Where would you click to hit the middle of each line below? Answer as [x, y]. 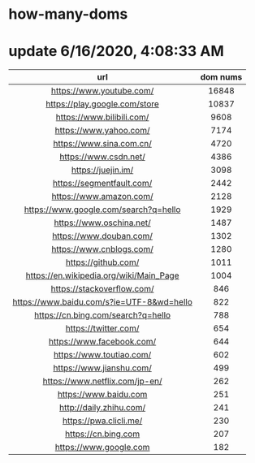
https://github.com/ [102, 262]
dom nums [221, 77]
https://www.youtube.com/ [103, 91]
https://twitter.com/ [102, 328]
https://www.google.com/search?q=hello [102, 210]
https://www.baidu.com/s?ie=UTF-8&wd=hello [102, 302]
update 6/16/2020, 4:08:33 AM [117, 52]
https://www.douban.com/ [102, 236]
